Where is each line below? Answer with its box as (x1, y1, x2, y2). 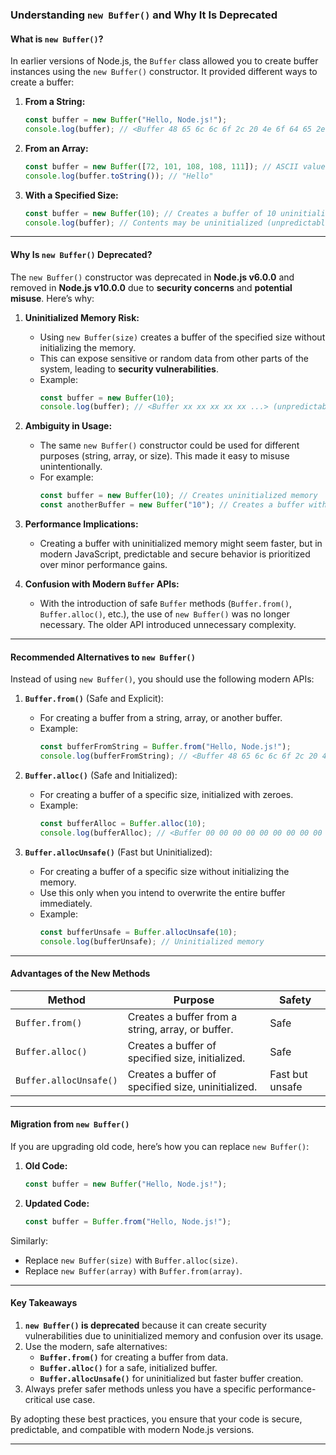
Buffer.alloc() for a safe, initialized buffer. (39, 1361, 218, 1373)
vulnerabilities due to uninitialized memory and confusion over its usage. (24, 1329, 324, 1342)
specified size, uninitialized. (127, 1079, 258, 1093)
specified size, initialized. (127, 1051, 246, 1065)
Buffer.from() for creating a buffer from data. (39, 1351, 229, 1363)
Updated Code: (24, 1197, 90, 1209)
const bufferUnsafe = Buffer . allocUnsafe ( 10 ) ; (39, 927, 238, 937)
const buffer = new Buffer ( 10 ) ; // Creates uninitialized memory (39, 491, 318, 501)
